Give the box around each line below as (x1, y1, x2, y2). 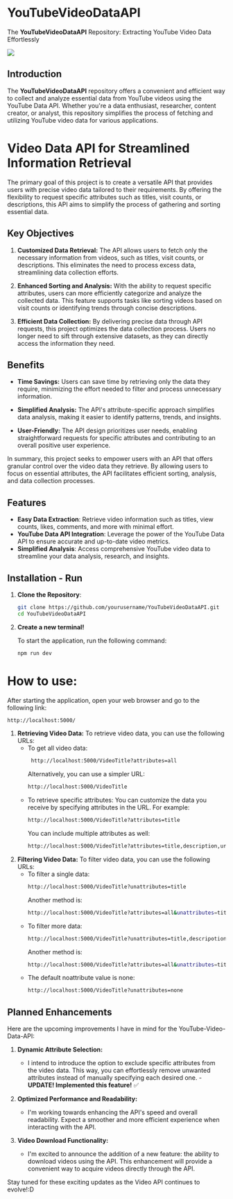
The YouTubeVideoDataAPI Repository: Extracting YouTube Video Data (7, 28, 212, 36)
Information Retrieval (7, 155, 132, 170)
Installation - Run (7, 572, 83, 584)
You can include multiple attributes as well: (27, 830, 150, 837)
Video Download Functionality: (17, 1137, 109, 1145)
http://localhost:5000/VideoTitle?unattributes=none (27, 987, 184, 994)
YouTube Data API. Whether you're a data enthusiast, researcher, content (7, 101, 216, 110)
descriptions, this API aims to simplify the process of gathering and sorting (7, 200, 221, 209)
